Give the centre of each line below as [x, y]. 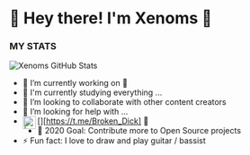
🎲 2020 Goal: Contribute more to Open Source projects [139, 131]
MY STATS [33, 47]
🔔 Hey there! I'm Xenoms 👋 [111, 18]
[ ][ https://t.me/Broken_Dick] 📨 [93, 121]
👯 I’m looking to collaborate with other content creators [124, 102]
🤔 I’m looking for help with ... [75, 112]
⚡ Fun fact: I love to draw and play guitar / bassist [114, 141]
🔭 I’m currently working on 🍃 [75, 83]
